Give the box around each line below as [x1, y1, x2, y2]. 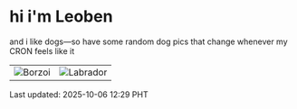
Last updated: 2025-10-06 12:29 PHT [9, 88, 148, 100]
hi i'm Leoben [9, 6, 113, 27]
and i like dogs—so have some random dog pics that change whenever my [9, 36, 288, 47]
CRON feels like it [9, 45, 75, 56]
